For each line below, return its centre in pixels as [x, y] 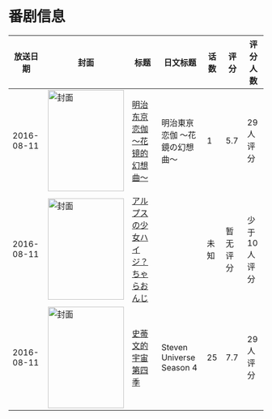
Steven [174, 347]
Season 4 [180, 367]
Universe [178, 357]
